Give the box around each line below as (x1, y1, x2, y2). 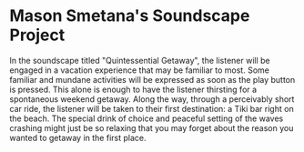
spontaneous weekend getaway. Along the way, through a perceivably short (9, 93, 295, 105)
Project (9, 25, 66, 46)
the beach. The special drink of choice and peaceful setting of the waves (9, 113, 284, 124)
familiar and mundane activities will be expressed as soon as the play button (9, 74, 296, 85)
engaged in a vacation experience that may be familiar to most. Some (9, 65, 270, 76)
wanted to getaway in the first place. (9, 132, 147, 143)
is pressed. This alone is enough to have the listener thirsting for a (9, 84, 258, 95)
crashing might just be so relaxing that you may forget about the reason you (9, 122, 294, 133)
